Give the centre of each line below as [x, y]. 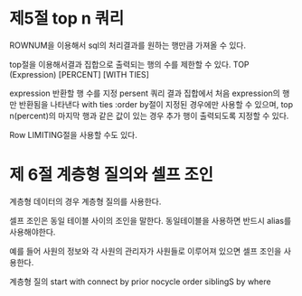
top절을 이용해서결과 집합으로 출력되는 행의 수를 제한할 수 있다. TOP [130, 64]
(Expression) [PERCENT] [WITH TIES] [79, 74]
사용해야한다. [33, 232]
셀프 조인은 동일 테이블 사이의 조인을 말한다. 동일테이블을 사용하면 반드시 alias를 [151, 220]
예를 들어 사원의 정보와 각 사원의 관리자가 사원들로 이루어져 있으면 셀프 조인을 [146, 251]
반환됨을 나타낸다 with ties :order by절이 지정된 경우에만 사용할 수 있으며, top [156, 104]
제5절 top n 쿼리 [67, 18]
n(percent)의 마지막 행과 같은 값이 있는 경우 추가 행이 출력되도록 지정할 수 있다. [149, 116]
